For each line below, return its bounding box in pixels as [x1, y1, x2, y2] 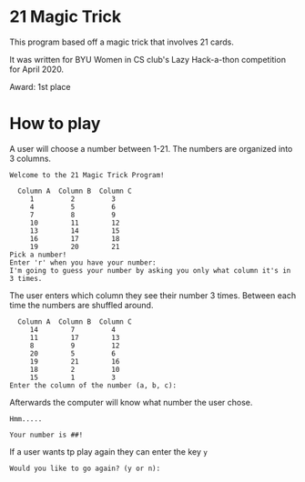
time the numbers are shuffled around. [9, 299, 154, 310]
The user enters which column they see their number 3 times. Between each [9, 289, 297, 301]
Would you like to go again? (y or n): [9, 464, 161, 473]
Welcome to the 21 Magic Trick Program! [9, 170, 166, 179]
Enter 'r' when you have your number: [9, 257, 157, 267]
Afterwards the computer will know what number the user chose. [9, 397, 253, 407]
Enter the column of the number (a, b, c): [9, 380, 178, 390]
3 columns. [9, 153, 52, 164]
